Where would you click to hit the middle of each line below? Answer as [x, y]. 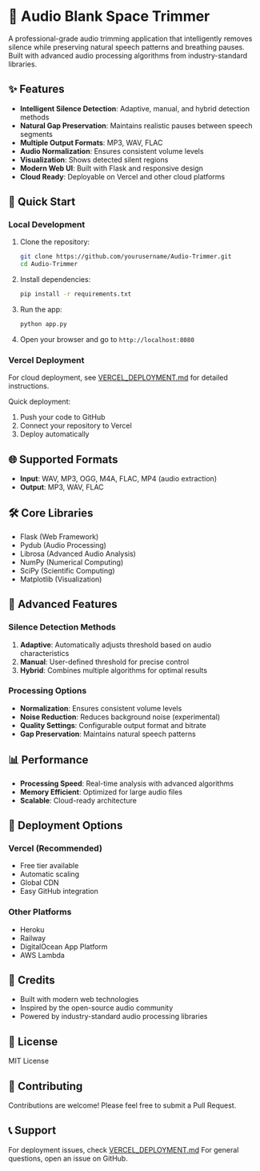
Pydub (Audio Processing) [63, 545]
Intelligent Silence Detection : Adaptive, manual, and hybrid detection [135, 108]
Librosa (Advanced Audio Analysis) [78, 553]
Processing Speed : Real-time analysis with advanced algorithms [127, 783]
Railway [33, 938]
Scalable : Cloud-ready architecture [78, 800]
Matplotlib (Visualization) [61, 579]
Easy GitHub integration [59, 891]
